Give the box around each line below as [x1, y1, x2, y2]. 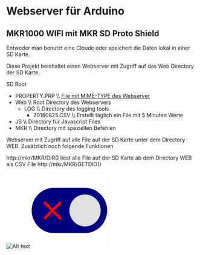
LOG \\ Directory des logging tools [24, 105, 109, 112]
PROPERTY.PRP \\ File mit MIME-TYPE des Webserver [15, 92, 150, 99]
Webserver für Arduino [6, 4, 125, 18]
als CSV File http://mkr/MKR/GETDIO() [6, 161, 102, 167]
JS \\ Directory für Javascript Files [15, 118, 101, 125]
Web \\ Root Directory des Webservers [15, 98, 112, 106]
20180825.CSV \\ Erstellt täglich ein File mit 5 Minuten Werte [33, 112, 183, 118]
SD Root [6, 80, 27, 88]
